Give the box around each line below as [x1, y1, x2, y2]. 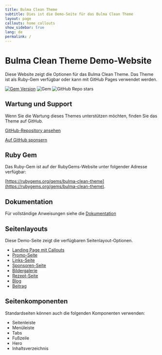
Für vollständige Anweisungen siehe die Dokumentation [5, 211, 116, 216]
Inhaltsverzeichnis [12, 345, 49, 351]
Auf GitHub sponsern [5, 137, 48, 142]
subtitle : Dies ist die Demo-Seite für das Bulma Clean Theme [5, 12, 133, 17]
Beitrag [12, 283, 27, 289]
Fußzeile [12, 335, 30, 341]
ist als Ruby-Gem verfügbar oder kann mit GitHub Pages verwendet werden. [5, 76, 158, 82]
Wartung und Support [5, 100, 73, 108]
